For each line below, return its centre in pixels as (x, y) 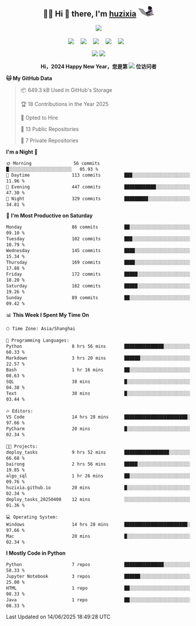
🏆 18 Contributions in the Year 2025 (65, 104)
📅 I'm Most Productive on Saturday (49, 216)
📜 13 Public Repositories (50, 129)
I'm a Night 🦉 (22, 152)
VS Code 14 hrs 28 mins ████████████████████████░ (98, 417)
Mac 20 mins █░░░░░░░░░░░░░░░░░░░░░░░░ (98, 536)
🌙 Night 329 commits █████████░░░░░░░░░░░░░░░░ (98, 198)
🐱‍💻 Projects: (22, 446)
